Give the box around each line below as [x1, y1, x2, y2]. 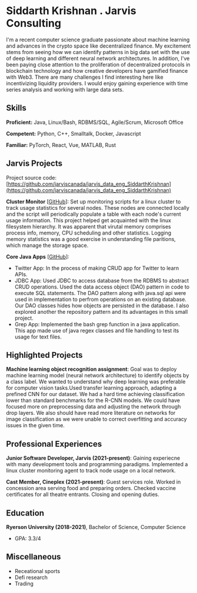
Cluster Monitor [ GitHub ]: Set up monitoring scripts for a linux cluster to [6, 198, 181, 205]
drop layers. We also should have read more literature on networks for [6, 410, 176, 417]
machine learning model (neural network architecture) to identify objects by [6, 372, 189, 379]
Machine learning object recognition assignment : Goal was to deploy [6, 366, 177, 373]
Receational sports [14, 567, 61, 574]
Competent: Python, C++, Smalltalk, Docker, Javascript [6, 130, 141, 137]
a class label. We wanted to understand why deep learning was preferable [6, 378, 186, 386]
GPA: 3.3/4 [14, 535, 41, 542]
